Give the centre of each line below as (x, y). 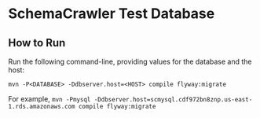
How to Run (37, 43)
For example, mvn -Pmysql (49, 99)
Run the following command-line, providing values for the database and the (130, 61)
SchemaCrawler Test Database (112, 14)
